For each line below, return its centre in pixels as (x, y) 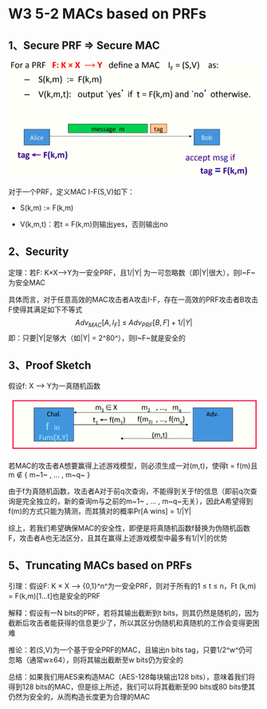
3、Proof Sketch (50, 365)
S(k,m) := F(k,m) (47, 208)
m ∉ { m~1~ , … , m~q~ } (49, 474)
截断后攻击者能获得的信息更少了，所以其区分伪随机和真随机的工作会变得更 (130, 623)
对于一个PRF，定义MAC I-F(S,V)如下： (72, 192)
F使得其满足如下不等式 (45, 309)
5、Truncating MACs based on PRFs (100, 566)
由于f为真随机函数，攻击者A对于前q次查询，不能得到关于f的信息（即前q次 (130, 491)
